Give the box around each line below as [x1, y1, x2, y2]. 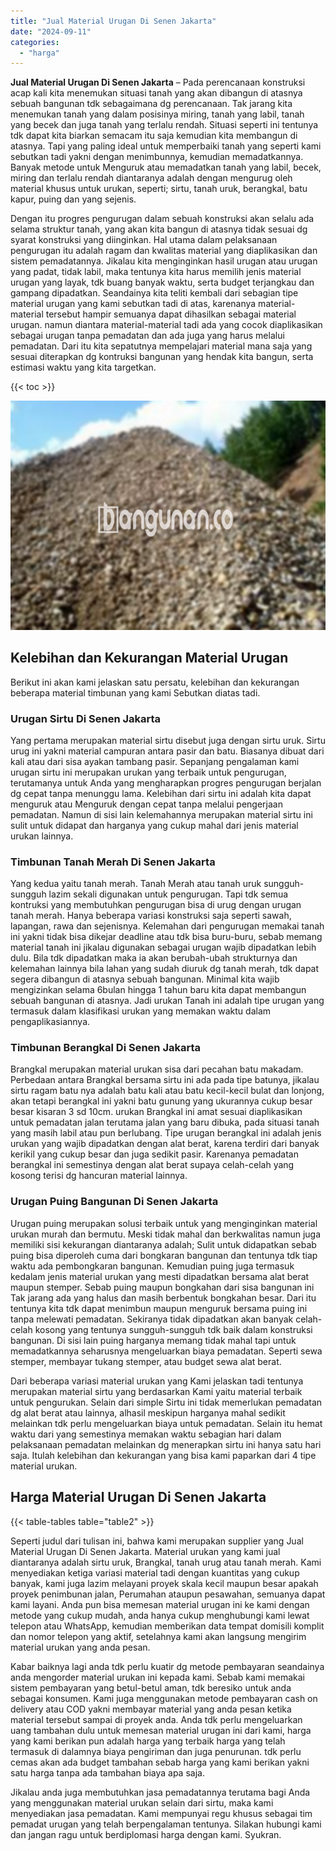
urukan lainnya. [10, 830, 74, 842]
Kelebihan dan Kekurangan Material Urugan [10, 650, 289, 667]
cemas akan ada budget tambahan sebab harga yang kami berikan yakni [10, 1756, 310, 1768]
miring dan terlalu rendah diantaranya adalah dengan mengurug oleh [10, 172, 293, 184]
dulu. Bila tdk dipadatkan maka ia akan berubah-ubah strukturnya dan [10, 952, 298, 964]
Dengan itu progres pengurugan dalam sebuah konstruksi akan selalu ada [10, 213, 315, 225]
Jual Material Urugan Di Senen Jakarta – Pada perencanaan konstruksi [10, 76, 306, 89]
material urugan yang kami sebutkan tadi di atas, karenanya [10, 298, 257, 310]
